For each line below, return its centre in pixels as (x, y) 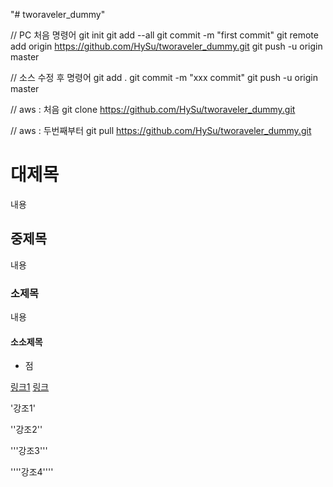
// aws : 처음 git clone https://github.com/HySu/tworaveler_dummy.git (153, 109)
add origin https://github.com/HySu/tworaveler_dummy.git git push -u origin (166, 46)
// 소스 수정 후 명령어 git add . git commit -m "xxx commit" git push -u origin (164, 77)
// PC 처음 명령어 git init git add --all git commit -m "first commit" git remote (164, 35)
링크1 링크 (30, 387)
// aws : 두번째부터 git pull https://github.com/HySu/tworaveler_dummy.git (161, 130)
